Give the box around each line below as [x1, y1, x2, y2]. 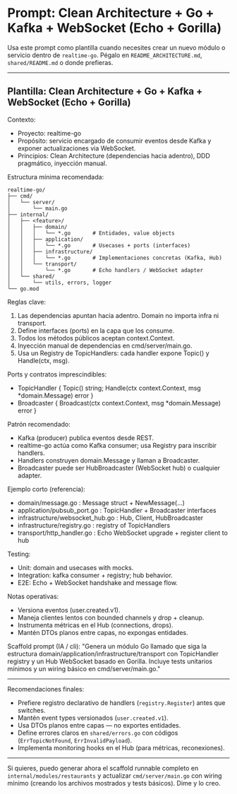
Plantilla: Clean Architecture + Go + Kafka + [7, 85, 203, 97]
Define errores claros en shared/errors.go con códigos [17, 728, 178, 737]
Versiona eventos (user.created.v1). [17, 605, 121, 614]
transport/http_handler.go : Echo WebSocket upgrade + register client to [17, 528, 228, 537]
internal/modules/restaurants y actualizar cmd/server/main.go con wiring [7, 771, 222, 780]
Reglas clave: [7, 297, 46, 306]
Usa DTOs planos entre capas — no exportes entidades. [17, 721, 181, 729]
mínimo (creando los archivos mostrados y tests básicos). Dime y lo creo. [7, 778, 221, 787]
